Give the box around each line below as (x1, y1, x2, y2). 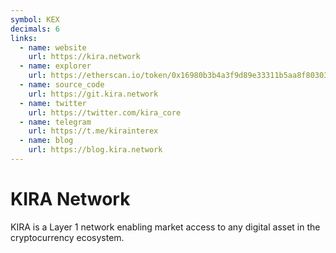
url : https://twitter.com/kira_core (28, 107, 182, 118)
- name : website (19, 42, 87, 53)
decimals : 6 (10, 24, 60, 34)
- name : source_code (19, 80, 105, 90)
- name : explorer (19, 61, 92, 71)
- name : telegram (19, 117, 92, 127)
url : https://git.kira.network (28, 89, 159, 99)
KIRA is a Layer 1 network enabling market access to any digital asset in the (10, 221, 321, 233)
